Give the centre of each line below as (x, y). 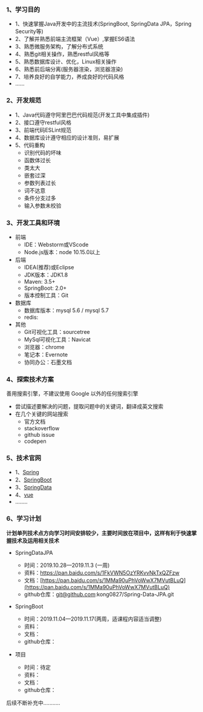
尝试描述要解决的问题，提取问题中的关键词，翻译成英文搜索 (89, 407)
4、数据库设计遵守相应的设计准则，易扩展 (67, 137)
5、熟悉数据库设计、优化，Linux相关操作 (66, 62)
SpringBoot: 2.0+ (45, 288)
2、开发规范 (24, 100)
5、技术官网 (24, 458)
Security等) (29, 31)
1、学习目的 (23, 9)
